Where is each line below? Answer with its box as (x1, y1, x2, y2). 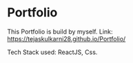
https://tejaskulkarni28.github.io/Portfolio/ (7, 34, 126, 42)
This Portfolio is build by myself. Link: (7, 27, 113, 36)
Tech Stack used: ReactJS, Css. (7, 48, 98, 56)
